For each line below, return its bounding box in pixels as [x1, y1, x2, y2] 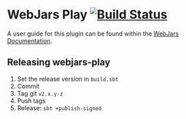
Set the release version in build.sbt [16, 75, 119, 83]
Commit [16, 82, 40, 90]
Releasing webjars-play [7, 57, 111, 68]
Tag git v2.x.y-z [16, 89, 63, 97]
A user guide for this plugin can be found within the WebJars [7, 29, 179, 38]
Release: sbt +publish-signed [16, 103, 102, 112]
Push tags [16, 96, 46, 105]
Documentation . [7, 36, 53, 44]
